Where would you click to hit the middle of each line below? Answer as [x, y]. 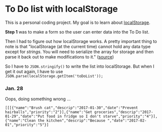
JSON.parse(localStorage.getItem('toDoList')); [54, 76]
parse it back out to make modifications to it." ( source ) [60, 57]
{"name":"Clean [20, 121]
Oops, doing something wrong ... [38, 99]
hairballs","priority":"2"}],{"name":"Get [49, 112]
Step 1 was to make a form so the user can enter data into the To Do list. [77, 32]
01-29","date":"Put [25, 116]
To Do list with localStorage [62, 9]
